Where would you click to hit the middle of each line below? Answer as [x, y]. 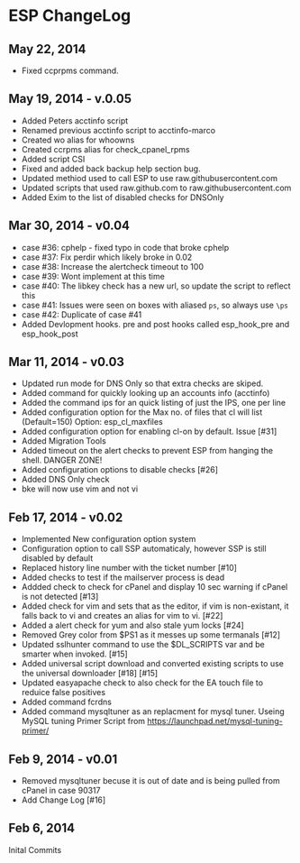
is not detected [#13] [60, 597]
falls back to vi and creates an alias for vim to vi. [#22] [122, 616]
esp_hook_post [50, 334]
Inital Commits [35, 849]
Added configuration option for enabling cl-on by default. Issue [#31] [149, 431]
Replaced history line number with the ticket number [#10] [129, 568]
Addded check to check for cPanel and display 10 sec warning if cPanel [155, 587]
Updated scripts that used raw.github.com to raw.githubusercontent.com [156, 188]
